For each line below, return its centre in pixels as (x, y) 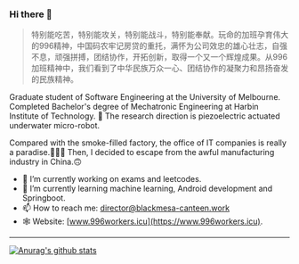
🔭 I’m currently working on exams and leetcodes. (112, 179)
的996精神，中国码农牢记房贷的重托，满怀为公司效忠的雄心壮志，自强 (159, 46)
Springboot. (44, 198)
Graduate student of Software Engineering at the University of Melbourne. (145, 97)
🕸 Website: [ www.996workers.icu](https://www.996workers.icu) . (142, 221)
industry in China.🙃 (46, 162)
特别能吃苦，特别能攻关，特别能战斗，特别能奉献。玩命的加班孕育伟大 (160, 35)
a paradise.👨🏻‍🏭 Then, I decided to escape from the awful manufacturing (142, 153)
